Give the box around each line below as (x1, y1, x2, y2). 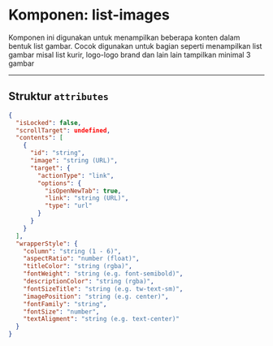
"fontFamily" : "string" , (23, 300, 107, 308)
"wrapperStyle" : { (15, 240, 79, 248)
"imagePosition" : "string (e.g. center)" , (23, 292, 169, 301)
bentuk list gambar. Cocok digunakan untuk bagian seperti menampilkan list (8, 41, 262, 50)
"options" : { (37, 179, 82, 188)
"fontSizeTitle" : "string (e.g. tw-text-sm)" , (23, 284, 184, 293)
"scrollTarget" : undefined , (15, 126, 111, 135)
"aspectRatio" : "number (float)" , (23, 254, 140, 263)
